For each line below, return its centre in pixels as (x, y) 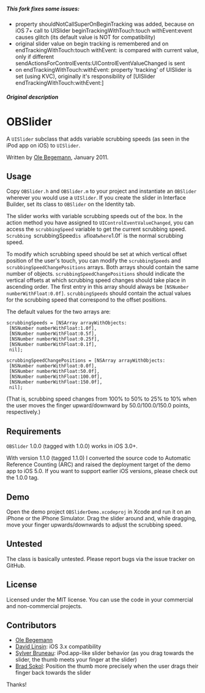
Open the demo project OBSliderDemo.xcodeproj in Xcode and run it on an (99, 511)
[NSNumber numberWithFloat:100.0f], (56, 377)
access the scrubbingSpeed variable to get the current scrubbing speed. (96, 229)
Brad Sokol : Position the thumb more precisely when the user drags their (107, 666)
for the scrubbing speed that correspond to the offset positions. (87, 300)
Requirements (34, 431)
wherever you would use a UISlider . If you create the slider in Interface (96, 198)
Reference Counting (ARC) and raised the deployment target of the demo (99, 464)
